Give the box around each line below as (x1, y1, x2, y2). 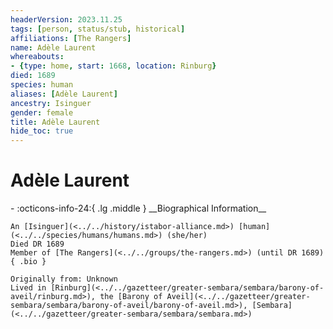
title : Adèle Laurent (10, 117, 101, 127)
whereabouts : (10, 52, 65, 62)
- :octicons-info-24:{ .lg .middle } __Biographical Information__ (10, 202, 267, 215)
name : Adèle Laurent (10, 42, 97, 53)
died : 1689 (10, 71, 56, 81)
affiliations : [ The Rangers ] (10, 33, 132, 43)
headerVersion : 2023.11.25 (10, 14, 123, 25)
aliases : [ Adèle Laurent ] (10, 89, 118, 99)
